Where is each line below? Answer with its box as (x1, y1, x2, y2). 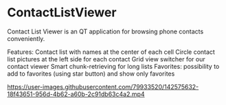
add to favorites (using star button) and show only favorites (7, 70, 175, 78)
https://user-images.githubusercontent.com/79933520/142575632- (7, 82, 199, 91)
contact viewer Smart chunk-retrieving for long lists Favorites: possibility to (7, 62, 220, 70)
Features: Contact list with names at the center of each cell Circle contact (7, 48, 215, 56)
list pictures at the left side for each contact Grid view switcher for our (7, 55, 205, 63)
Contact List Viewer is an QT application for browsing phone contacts (7, 27, 204, 35)
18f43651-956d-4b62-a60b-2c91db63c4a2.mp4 (7, 90, 146, 98)
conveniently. (7, 34, 45, 42)
